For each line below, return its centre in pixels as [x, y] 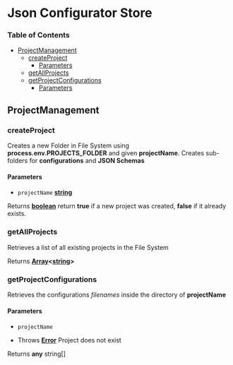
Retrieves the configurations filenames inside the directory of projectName [117, 294]
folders [18, 161]
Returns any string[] [36, 354]
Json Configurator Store [80, 13]
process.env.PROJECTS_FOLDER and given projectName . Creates [106, 153]
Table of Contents [39, 35]
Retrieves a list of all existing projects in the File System [88, 247]
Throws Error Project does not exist [69, 340]
